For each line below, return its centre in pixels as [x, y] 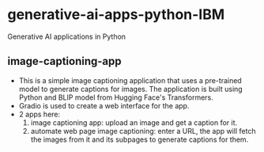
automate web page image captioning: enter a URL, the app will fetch [143, 131]
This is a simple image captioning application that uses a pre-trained [130, 80]
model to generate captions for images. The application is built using [130, 89]
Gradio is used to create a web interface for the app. [104, 105]
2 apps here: [40, 114]
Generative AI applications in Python [67, 36]
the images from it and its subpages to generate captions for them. [140, 139]
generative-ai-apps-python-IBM [116, 15]
